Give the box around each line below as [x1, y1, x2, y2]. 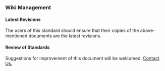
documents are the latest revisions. [28, 33, 102, 39]
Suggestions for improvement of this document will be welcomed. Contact [5, 55, 160, 61]
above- [140, 27, 155, 33]
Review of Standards [5, 44, 50, 50]
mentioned [5, 33, 28, 39]
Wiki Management [5, 4, 51, 11]
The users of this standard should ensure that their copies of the [5, 27, 139, 33]
